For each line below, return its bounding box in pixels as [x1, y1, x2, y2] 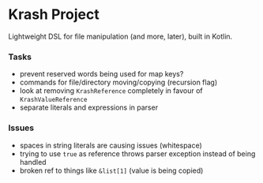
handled [19, 157, 47, 166]
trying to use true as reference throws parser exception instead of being [19, 148, 256, 159]
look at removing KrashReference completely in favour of [19, 86, 203, 95]
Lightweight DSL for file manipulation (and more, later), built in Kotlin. [8, 32, 233, 41]
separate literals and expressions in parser [19, 103, 159, 112]
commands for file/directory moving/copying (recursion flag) [19, 77, 218, 88]
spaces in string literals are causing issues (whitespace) [19, 140, 203, 150]
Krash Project [8, 6, 100, 24]
